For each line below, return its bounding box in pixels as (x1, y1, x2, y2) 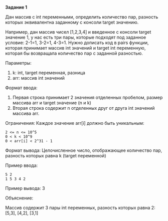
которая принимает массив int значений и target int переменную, (5, 45, 146, 51)
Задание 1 (5, 5, 28, 10)
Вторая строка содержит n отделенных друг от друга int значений (12, 105, 155, 111)
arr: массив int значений (12, 75, 65, 81)
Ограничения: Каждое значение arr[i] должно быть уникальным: (5, 120, 144, 126)
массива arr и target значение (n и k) (12, 100, 92, 106)
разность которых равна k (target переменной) (5, 153, 106, 158)
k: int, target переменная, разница (12, 70, 85, 76)
